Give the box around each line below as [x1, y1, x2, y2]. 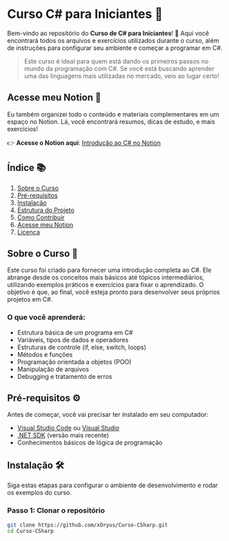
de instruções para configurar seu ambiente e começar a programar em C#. [7, 43, 223, 52]
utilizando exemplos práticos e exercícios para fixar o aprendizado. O [7, 281, 204, 289]
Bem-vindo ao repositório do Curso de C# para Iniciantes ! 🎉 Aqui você [7, 29, 209, 37]
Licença [17, 228, 40, 236]
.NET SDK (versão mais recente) [17, 431, 109, 440]
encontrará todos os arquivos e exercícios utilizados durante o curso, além [7, 36, 219, 44]
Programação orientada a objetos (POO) [17, 357, 132, 366]
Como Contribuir [17, 213, 65, 222]
